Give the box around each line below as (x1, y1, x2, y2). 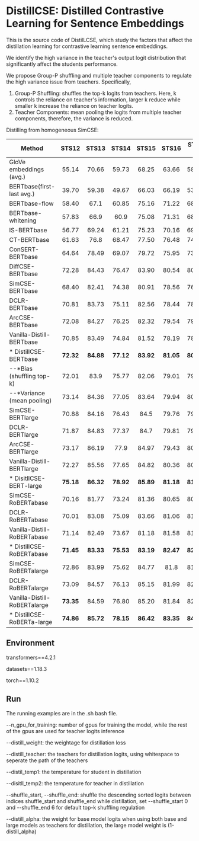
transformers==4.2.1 (6, 654, 56, 661)
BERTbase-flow (9, 199, 54, 207)
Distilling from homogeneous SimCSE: (6, 126, 99, 133)
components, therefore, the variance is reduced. (14, 114, 133, 122)
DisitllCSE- (14, 474, 46, 482)
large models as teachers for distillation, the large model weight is (6, 821, 167, 829)
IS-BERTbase (9, 226, 47, 234)
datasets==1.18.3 (6, 665, 47, 672)
